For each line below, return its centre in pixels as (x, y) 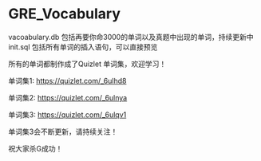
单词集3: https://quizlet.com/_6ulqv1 (67, 114)
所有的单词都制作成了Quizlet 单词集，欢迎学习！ (87, 64)
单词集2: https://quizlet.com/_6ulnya (68, 97)
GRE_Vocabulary (65, 14)
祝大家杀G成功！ (36, 148)
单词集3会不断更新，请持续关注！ (63, 132)
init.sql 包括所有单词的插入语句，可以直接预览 (83, 47)
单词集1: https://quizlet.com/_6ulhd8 (67, 80)
